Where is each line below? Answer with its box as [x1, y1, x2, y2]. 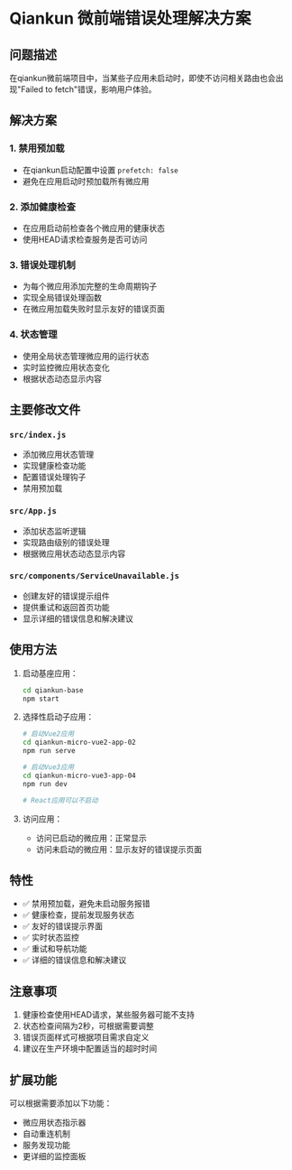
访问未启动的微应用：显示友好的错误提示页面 [35, 843, 203, 854]
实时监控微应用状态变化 [22, 362, 110, 373]
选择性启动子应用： [22, 711, 95, 722]
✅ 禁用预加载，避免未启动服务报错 [22, 898, 151, 909]
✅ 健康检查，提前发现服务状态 [22, 909, 135, 921]
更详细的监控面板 [22, 1150, 87, 1161]
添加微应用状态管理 [22, 449, 95, 460]
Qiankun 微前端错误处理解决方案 [9, 8, 251, 29]
